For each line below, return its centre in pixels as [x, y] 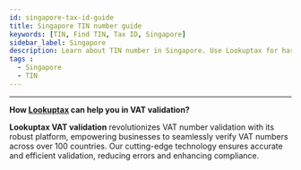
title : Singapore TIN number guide [76, 26]
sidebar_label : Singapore [57, 42]
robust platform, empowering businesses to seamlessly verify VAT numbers [149, 136]
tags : [21, 59]
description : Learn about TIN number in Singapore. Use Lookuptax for [144, 51]
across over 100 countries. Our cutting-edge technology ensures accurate [146, 146]
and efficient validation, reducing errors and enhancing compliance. [134, 155]
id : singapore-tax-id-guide [62, 17]
